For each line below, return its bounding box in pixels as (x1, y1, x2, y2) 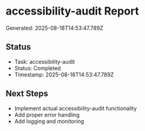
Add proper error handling (14, 111, 80, 118)
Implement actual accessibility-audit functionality (14, 104, 137, 112)
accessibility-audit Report (5, 4, 140, 18)
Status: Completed (14, 64, 61, 72)
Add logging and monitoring (14, 117, 85, 125)
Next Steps (5, 89, 48, 99)
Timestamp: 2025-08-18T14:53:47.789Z (14, 71, 114, 78)
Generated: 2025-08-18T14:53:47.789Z (5, 24, 103, 32)
